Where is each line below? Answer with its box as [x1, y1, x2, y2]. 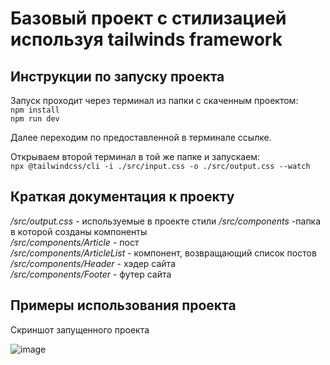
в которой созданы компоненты [10, 225, 148, 237]
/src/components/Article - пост [10, 236, 140, 248]
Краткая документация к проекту [10, 188, 235, 206]
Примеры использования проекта [10, 297, 237, 314]
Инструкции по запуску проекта [10, 68, 225, 85]
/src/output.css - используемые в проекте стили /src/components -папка [10, 215, 322, 227]
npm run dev [10, 114, 60, 124]
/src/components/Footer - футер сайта [10, 268, 172, 280]
